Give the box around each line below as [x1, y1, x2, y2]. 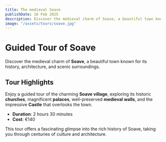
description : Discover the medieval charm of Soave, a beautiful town [5, 16, 154, 21]
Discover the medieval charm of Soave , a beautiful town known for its [5, 59, 147, 65]
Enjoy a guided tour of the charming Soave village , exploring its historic [5, 91, 152, 97]
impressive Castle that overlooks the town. [5, 102, 92, 107]
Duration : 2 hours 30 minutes [12, 111, 73, 117]
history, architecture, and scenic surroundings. [5, 64, 100, 70]
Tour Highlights [5, 78, 54, 86]
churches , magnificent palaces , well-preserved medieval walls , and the [5, 97, 153, 102]
